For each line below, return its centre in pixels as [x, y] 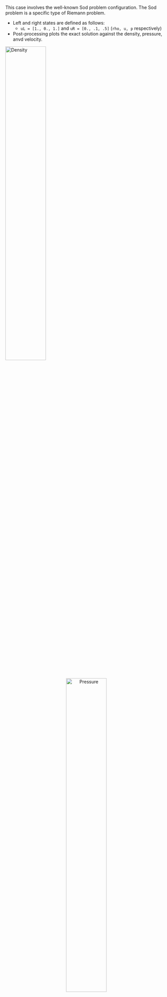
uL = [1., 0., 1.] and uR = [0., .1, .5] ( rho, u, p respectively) [91, 28]
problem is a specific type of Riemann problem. [55, 13]
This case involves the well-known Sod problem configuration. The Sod [81, 7]
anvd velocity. [27, 39]
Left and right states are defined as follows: [59, 23]
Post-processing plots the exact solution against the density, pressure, [88, 34]
